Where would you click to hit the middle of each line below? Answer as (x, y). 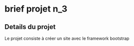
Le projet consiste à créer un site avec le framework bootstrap (67, 38)
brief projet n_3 (36, 9)
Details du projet (30, 27)
